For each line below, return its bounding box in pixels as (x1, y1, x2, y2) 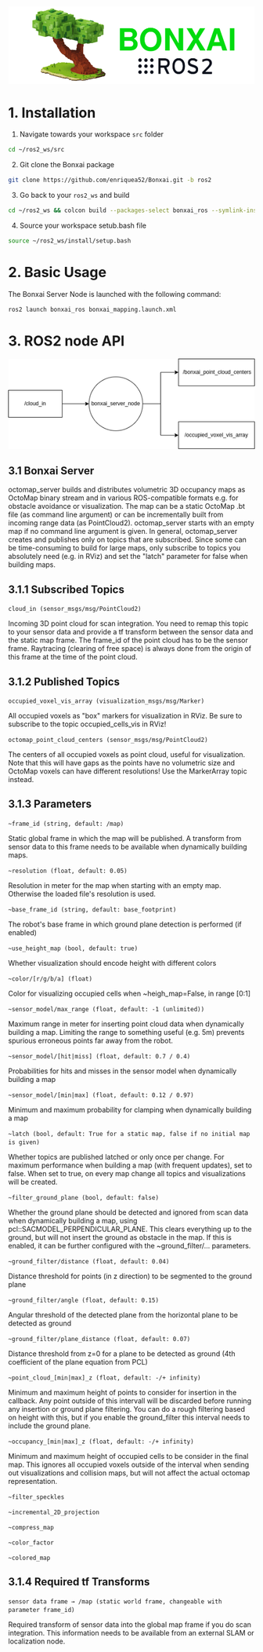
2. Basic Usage (8, 264, 107, 281)
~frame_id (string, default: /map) (8, 820, 124, 828)
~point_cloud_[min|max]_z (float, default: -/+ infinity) (8, 1373, 201, 1382)
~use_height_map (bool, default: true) (8, 945, 139, 952)
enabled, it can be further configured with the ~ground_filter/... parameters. (8, 1241, 251, 1250)
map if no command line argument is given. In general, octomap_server (8, 527, 238, 536)
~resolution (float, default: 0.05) (8, 867, 128, 875)
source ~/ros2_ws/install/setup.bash (8, 237, 131, 245)
